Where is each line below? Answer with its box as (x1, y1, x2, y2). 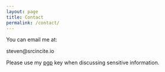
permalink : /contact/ (6, 20, 60, 26)
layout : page (6, 8, 39, 15)
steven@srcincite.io (6, 48, 55, 55)
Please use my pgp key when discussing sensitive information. (6, 59, 160, 66)
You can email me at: (6, 36, 58, 43)
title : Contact (6, 14, 44, 20)
